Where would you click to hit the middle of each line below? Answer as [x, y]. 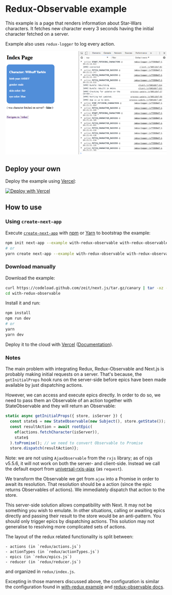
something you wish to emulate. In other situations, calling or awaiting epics [85, 511]
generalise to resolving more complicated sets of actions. [66, 527]
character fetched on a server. [37, 34]
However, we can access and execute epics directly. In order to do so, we [83, 395]
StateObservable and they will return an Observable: [61, 406]
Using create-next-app [34, 222]
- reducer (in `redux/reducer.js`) [43, 562]
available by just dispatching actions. [44, 385]
